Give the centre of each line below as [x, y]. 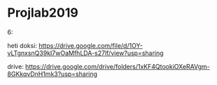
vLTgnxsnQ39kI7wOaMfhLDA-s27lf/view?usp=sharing [85, 53]
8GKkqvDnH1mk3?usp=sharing [52, 74]
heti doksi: [22, 45]
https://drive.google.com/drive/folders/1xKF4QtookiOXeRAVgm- [118, 66]
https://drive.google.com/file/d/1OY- [91, 45]
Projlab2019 [43, 13]
